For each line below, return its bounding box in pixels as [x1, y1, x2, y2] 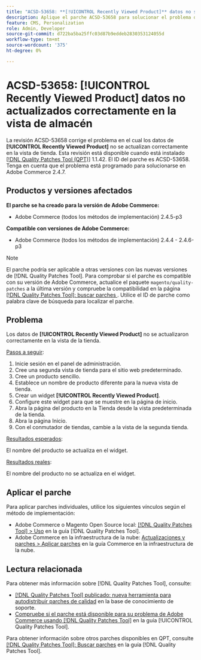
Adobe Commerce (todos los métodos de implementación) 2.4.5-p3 [14, 213, 182, 220]
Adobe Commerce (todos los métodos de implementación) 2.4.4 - [14, 236, 178, 243]
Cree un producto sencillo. [14, 373, 81, 380]
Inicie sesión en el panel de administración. [14, 360, 121, 368]
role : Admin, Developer [6, 25, 66, 32]
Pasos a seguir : [6, 349, 44, 356]
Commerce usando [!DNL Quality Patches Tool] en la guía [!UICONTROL [14, 616, 193, 624]
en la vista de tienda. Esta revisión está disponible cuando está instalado [6, 149, 185, 156]
